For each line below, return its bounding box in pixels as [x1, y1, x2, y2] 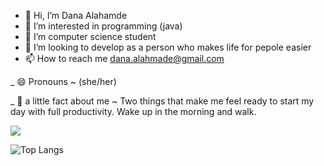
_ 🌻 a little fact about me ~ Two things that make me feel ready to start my [10, 95, 315, 107]
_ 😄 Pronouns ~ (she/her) [10, 76, 117, 87]
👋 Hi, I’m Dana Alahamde [24, 10, 128, 21]
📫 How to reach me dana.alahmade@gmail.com [24, 53, 225, 64]
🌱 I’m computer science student [24, 31, 157, 42]
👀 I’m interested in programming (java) [24, 20, 183, 32]
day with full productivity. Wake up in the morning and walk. [10, 106, 257, 117]
